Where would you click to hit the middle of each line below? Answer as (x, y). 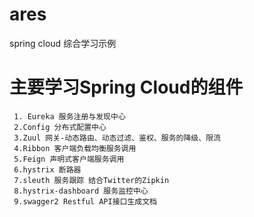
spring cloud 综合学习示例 (63, 43)
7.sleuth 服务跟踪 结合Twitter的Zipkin (91, 180)
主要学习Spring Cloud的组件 (126, 87)
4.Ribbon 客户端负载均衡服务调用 (75, 148)
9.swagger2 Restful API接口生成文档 (85, 201)
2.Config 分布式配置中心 (60, 127)
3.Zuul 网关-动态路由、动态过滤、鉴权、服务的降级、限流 (117, 138)
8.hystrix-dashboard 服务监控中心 (81, 191)
